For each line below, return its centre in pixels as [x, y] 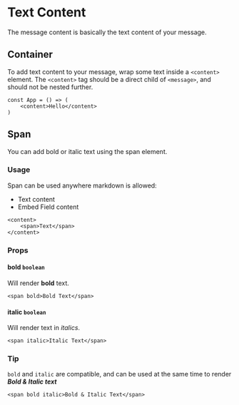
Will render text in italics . [44, 328]
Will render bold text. [39, 283]
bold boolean [26, 267]
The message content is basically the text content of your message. [107, 32]
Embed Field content [48, 207]
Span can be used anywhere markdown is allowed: [82, 185]
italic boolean [27, 312]
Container [30, 55]
